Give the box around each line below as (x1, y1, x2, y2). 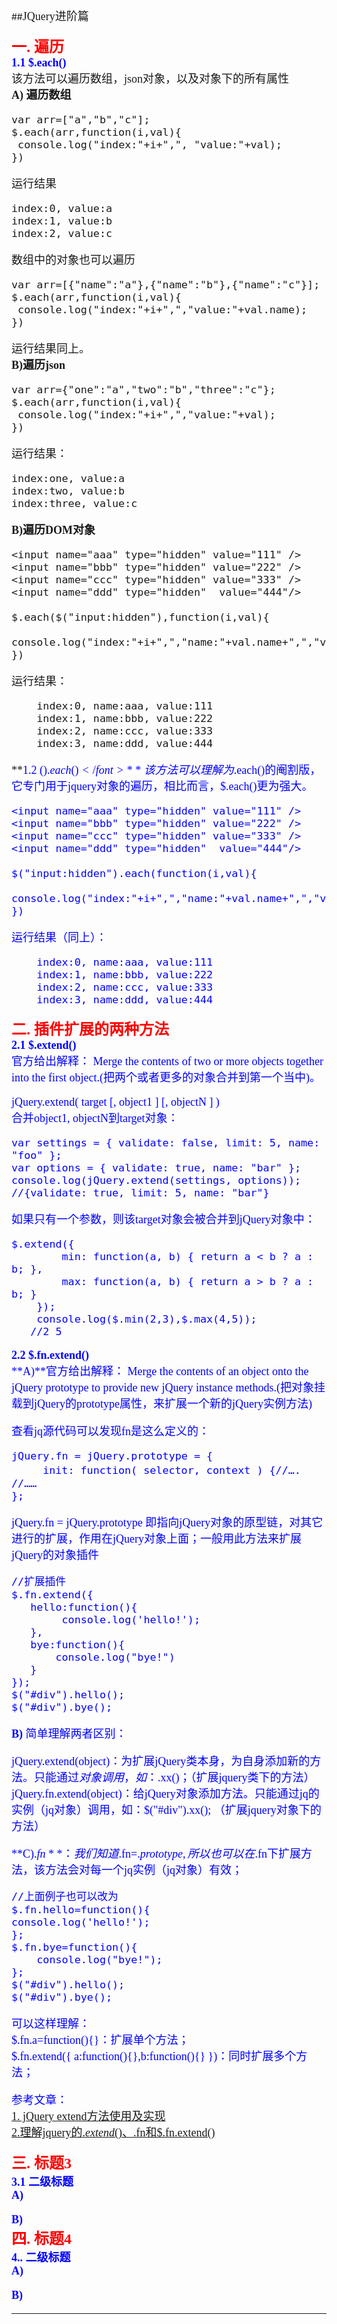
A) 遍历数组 (11, 88, 72, 102)
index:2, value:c (11, 227, 113, 240)
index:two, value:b (11, 484, 126, 497)
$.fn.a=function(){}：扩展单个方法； (11, 2033, 190, 2047)
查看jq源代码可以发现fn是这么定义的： (11, 1425, 210, 1438)
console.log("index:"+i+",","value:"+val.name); (17, 303, 308, 316)
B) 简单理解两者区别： (11, 1727, 128, 1741)
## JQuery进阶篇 (11, 10, 89, 23)
